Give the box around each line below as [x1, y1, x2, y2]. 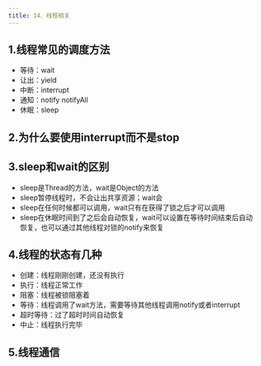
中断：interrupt [19, 85, 70, 95]
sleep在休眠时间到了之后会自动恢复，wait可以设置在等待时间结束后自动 [19, 212, 253, 222]
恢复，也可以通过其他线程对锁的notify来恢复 [19, 222, 164, 232]
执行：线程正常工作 [19, 280, 83, 290]
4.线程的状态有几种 [8, 248, 102, 262]
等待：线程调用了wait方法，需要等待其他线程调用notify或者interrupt [19, 300, 240, 310]
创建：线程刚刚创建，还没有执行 [19, 271, 125, 280]
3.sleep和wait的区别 [8, 160, 109, 174]
